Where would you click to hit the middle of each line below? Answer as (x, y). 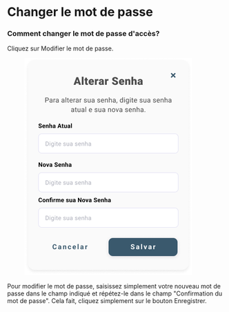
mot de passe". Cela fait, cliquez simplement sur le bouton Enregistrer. (107, 301)
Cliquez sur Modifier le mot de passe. (60, 48)
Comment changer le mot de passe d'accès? (83, 34)
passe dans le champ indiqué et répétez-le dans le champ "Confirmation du (115, 293)
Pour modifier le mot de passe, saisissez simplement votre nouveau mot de (114, 286)
